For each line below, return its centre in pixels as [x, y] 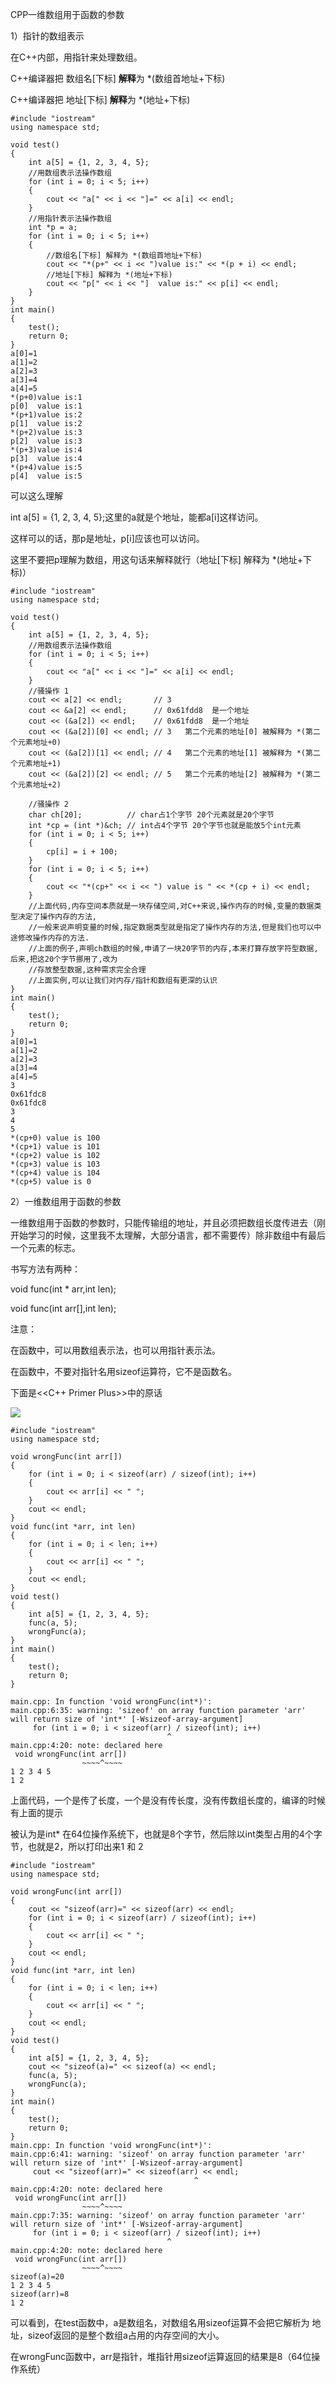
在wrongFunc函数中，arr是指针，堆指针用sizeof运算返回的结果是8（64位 [161, 2356]
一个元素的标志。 [45, 1247]
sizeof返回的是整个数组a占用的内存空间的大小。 [126, 2335]
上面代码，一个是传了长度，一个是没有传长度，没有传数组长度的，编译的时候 [168, 1800]
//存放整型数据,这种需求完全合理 [87, 970]
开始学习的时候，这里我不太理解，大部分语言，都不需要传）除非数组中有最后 [168, 1235]
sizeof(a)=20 [37, 2277]
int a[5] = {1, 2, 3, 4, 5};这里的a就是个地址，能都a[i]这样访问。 [137, 517]
